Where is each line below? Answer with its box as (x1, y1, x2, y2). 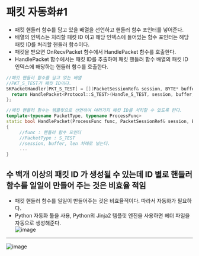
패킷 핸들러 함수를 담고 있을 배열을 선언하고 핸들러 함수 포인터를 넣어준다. (14, 26, 184, 33)
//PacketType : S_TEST (19, 135, 76, 141)
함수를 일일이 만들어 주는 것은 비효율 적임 (6, 180, 146, 190)
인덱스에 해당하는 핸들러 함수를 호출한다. (14, 63, 108, 70)
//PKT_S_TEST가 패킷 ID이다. (6, 80, 72, 86)
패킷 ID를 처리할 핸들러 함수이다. (14, 41, 90, 48)
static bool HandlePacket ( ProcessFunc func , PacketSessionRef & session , (6, 119, 190, 125)
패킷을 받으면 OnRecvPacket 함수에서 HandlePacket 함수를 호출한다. (14, 48, 176, 55)
